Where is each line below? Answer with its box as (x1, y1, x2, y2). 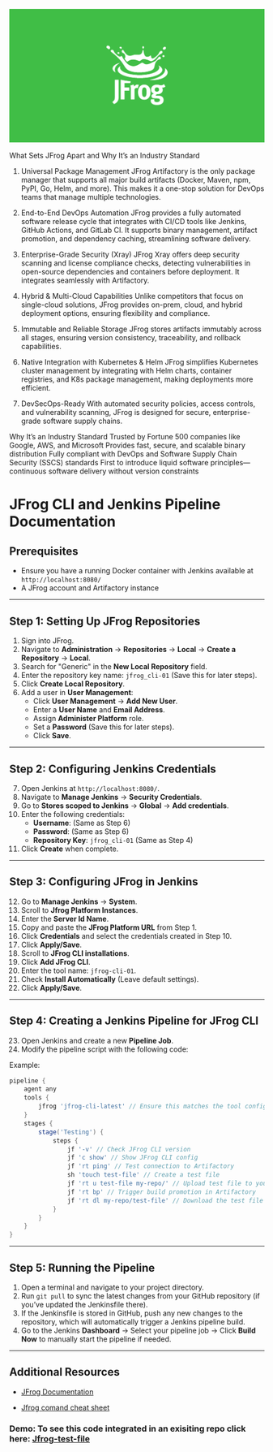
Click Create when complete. (20, 844, 119, 853)
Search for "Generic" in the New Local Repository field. (20, 662, 207, 672)
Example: (9, 1060, 41, 1070)
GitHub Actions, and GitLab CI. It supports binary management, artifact (20, 225, 258, 236)
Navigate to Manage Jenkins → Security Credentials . (20, 792, 203, 802)
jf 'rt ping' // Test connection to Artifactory (66, 1162, 234, 1170)
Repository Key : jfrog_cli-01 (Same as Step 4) (32, 835, 194, 845)
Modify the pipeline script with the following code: (20, 1044, 189, 1054)
